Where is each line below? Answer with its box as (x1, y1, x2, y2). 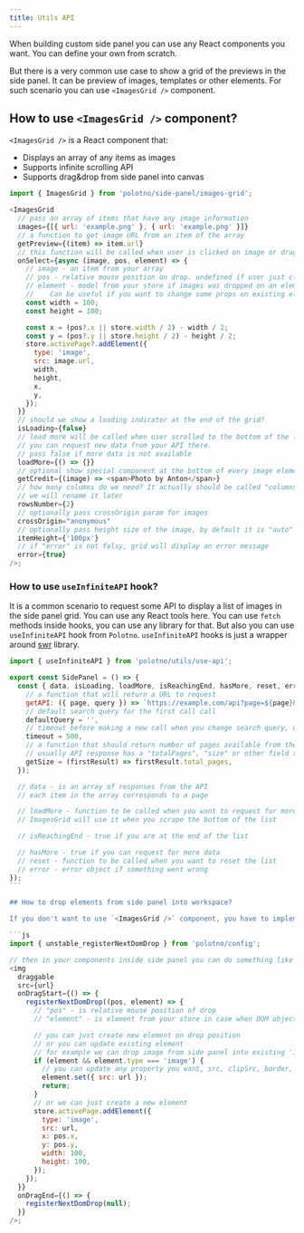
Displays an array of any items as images (22, 152, 176, 163)
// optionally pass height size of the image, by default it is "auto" (17, 525, 294, 535)
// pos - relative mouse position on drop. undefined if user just (25, 273, 285, 282)
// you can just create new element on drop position (33, 1030, 242, 1040)
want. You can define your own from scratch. (9, 47, 178, 59)
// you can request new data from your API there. (17, 440, 213, 449)
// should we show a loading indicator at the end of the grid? (17, 416, 265, 425)
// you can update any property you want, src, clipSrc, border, (42, 1064, 294, 1074)
